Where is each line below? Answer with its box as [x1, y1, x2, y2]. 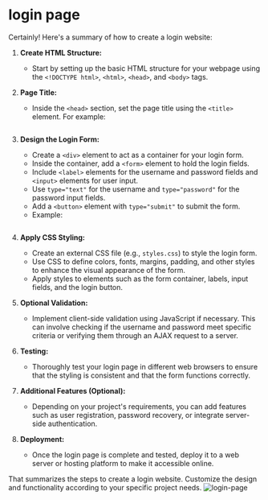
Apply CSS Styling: [19, 232, 86, 242]
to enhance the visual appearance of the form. [31, 265, 186, 275]
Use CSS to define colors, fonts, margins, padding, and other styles [31, 256, 255, 267]
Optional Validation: [19, 298, 88, 308]
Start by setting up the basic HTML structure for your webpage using [31, 63, 261, 73]
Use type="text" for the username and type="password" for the [31, 184, 240, 194]
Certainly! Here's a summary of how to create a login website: [8, 32, 213, 42]
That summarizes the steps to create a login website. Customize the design [8, 473, 258, 484]
